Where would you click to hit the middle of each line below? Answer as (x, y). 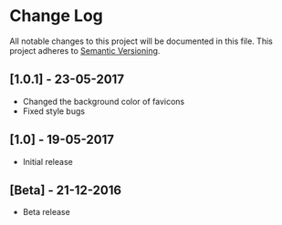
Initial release (47, 161)
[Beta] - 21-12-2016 (65, 190)
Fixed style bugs (53, 111)
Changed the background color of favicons (104, 101)
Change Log (56, 16)
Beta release (46, 212)
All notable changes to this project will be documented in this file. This (141, 41)
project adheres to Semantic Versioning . (85, 50)
